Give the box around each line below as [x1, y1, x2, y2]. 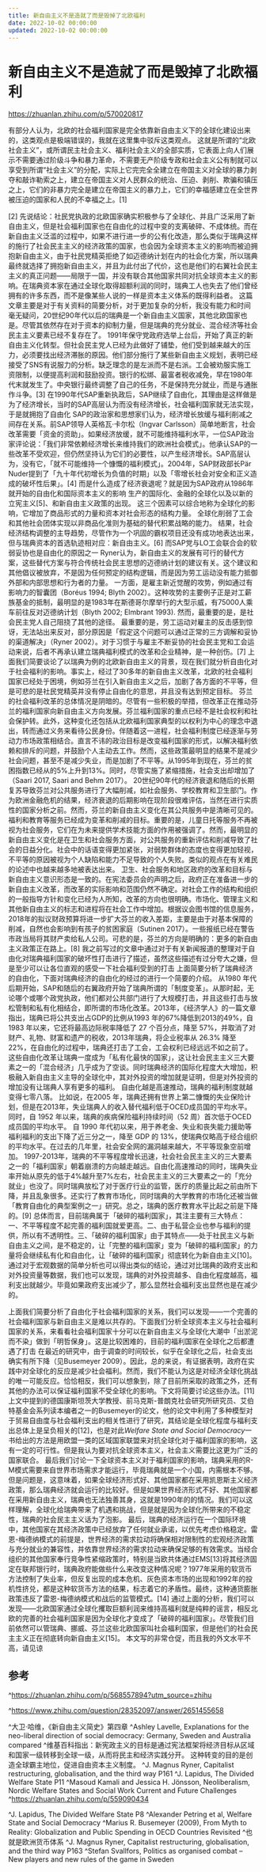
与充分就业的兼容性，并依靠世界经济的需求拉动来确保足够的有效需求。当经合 [8, 1544, 258, 1554]
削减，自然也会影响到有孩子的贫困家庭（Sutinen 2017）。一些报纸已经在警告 [8, 924, 255, 934]
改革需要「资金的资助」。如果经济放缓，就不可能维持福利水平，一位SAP [8, 429, 241, 439]
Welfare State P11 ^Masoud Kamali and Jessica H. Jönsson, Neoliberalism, [8, 1778, 251, 1787]
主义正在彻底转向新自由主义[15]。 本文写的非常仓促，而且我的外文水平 [14, 1634, 245, 1643]
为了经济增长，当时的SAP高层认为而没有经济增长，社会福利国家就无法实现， [8, 400, 258, 409]
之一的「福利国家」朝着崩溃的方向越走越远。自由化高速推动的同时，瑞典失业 [8, 1161, 258, 1171]
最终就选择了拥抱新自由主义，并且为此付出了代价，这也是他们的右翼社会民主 [8, 261, 258, 271]
